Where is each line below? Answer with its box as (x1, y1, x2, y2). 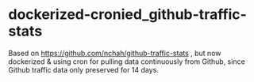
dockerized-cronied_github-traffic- (8, 6, 248, 24)
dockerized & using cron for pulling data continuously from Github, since (8, 57, 246, 66)
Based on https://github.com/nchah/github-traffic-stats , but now (8, 48, 221, 58)
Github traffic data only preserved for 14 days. (8, 65, 159, 74)
